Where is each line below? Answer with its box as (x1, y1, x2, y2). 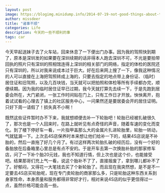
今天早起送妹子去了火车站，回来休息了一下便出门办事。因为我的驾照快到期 (5, 49, 156, 55)
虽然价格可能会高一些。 (13, 182, 61, 188)
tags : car (5, 35, 26, 40)
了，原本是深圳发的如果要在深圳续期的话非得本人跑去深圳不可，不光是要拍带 (5, 55, 160, 61)
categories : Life (5, 26, 41, 31)
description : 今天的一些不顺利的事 (5, 30, 70, 35)
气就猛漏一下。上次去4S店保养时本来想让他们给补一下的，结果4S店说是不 (5, 133, 154, 139)
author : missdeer (5, 16, 41, 21)
